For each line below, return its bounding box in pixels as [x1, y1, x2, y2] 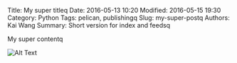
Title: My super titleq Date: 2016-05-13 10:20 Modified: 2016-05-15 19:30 [7, 6, 221, 14]
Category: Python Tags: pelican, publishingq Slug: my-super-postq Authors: [7, 13, 230, 22]
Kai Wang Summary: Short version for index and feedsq [7, 21, 171, 29]
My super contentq [7, 35, 63, 43]
